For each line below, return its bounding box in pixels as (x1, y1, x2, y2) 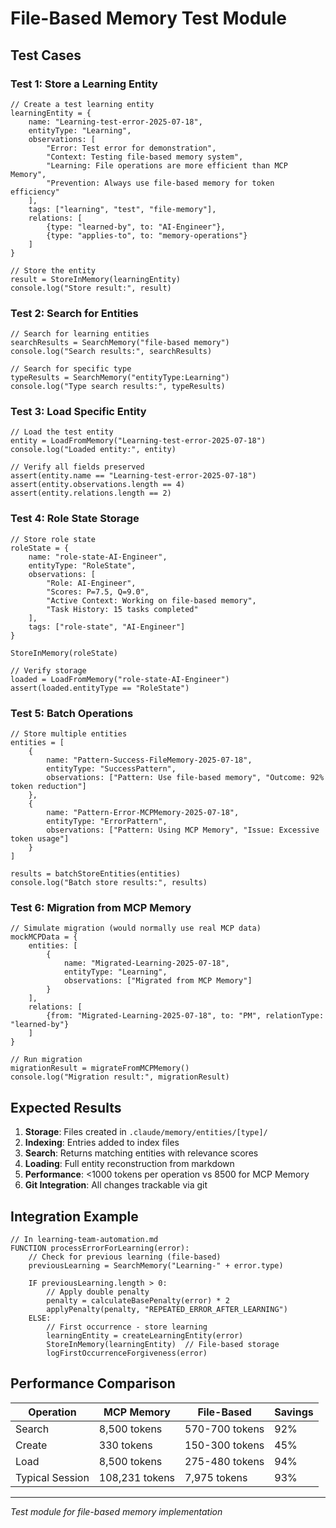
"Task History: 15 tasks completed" (46, 604, 199, 614)
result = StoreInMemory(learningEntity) (10, 274, 182, 284)
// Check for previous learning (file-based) (28, 1252, 222, 1262)
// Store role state (10, 534, 97, 544)
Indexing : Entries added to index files (24, 1137, 180, 1149)
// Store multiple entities (10, 729, 128, 739)
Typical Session (15, 1470, 90, 1484)
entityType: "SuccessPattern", (46, 764, 177, 774)
